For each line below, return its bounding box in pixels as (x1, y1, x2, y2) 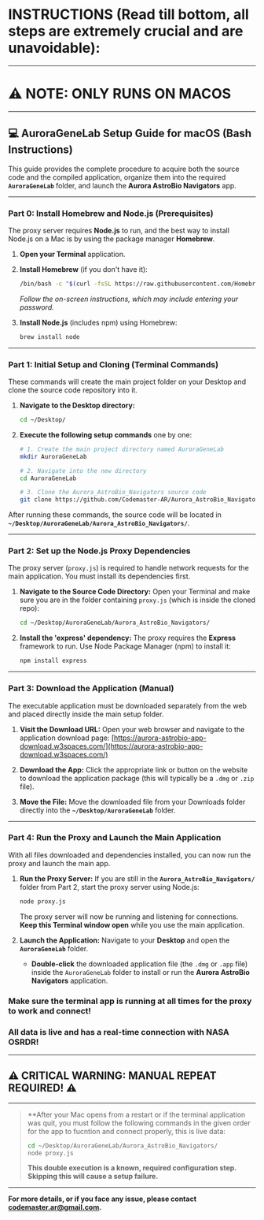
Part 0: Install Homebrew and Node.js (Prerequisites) (8, 207, 214, 218)
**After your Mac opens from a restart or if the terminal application (27, 1110, 246, 1119)
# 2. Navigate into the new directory (19, 467, 147, 474)
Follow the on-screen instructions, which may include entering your (19, 294, 239, 303)
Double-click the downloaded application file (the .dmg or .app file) (31, 959, 248, 969)
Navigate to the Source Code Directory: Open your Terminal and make (19, 587, 251, 597)
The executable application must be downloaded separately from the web (8, 701, 247, 710)
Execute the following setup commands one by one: (19, 430, 192, 439)
